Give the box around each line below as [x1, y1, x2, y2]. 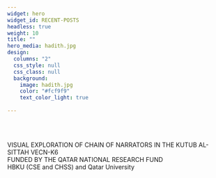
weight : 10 [7, 29, 39, 37]
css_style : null [13, 62, 61, 69]
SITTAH [7, 147, 29, 156]
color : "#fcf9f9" [20, 88, 70, 95]
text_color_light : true [20, 95, 89, 102]
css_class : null [13, 68, 61, 75]
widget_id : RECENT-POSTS [7, 17, 79, 24]
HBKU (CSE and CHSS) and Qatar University [7, 163, 134, 171]
